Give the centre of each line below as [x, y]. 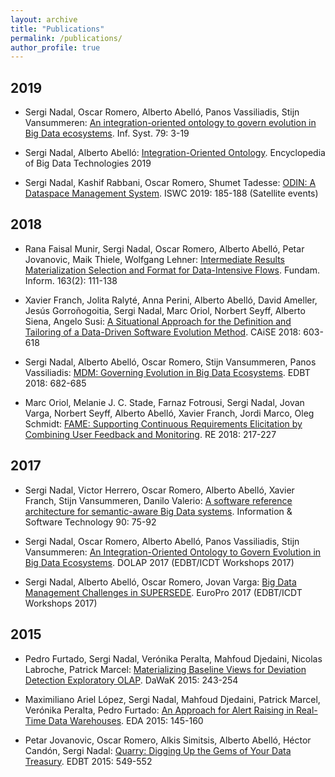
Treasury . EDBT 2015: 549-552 [88, 761]
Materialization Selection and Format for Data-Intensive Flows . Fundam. [172, 270]
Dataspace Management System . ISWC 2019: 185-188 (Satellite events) [171, 193]
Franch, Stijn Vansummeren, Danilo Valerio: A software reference [158, 500]
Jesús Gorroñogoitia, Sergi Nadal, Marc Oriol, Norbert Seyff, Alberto [165, 310]
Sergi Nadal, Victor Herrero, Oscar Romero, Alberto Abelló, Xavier [159, 490]
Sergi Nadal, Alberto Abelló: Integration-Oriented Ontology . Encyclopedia [175, 153]
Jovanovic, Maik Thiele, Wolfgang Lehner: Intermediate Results [154, 259]
